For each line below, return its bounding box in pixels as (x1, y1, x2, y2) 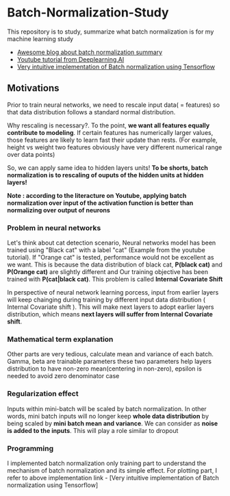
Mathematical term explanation (7, 334, 114, 344)
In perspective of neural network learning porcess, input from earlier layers (7, 288, 219, 297)
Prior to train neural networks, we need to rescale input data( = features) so (7, 101, 220, 109)
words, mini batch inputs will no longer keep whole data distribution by (7, 412, 209, 420)
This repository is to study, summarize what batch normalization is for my (7, 27, 214, 36)
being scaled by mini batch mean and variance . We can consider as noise (7, 419, 218, 427)
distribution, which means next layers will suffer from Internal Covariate (7, 310, 214, 319)
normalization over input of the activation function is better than (7, 199, 194, 207)
